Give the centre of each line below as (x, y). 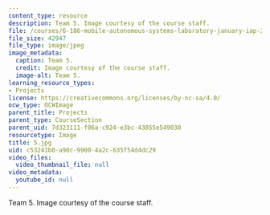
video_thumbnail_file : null (63, 165)
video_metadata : (35, 172)
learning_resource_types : (51, 83)
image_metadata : (35, 53)
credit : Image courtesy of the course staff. (93, 68)
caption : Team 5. (45, 61)
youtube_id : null (45, 180)
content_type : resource (48, 16)
